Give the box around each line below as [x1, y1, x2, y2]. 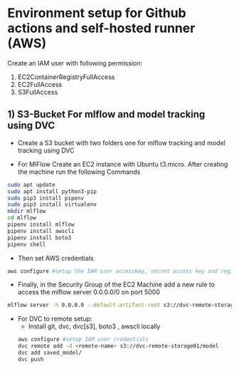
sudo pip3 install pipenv [7, 194, 84, 202]
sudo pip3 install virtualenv [7, 201, 97, 208]
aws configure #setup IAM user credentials [17, 336, 149, 343]
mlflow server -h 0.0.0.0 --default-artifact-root [7, 301, 161, 309]
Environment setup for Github [7, 5, 186, 21]
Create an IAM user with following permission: [7, 58, 143, 67]
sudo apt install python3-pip [7, 187, 97, 195]
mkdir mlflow [7, 208, 46, 215]
